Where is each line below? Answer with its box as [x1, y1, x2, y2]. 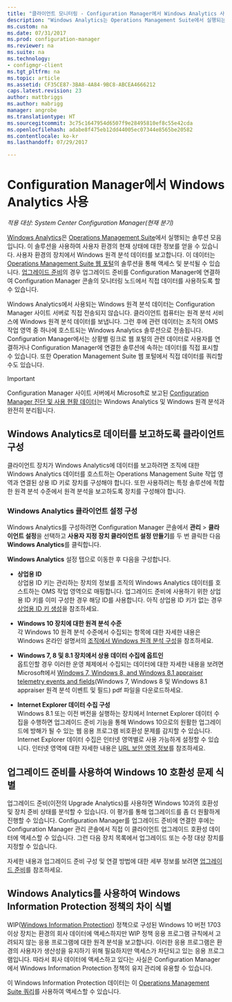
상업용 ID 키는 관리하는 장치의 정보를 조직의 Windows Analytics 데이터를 [17, 579, 214, 587]
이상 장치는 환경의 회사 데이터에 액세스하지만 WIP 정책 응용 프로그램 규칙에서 [7, 929, 214, 938]
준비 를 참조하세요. [14, 865, 63, 874]
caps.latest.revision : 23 [7, 87, 81, 94]
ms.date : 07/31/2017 [7, 29, 67, 37]
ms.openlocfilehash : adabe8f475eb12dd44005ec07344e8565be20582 [7, 126, 193, 133]
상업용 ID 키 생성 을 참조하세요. [17, 604, 99, 613]
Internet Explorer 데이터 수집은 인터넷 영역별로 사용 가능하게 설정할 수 [17, 735, 207, 744]
